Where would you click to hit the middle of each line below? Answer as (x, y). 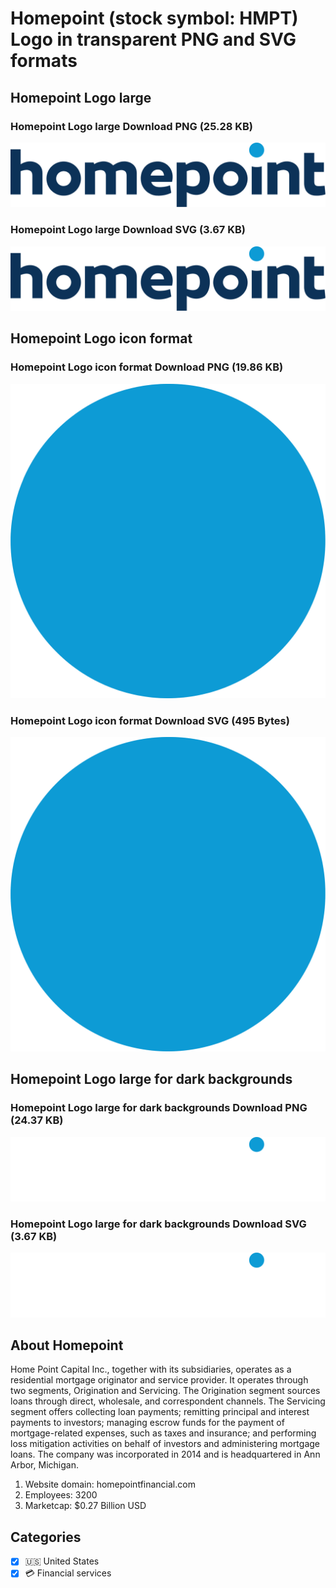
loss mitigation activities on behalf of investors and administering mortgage (165, 1444)
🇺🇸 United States (62, 1561)
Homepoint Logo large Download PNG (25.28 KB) (131, 126)
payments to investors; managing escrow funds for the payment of (147, 1423)
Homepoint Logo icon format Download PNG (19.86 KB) (147, 367)
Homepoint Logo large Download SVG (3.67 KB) (128, 230)
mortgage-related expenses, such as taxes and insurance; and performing (163, 1433)
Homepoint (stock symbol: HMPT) (154, 18)
